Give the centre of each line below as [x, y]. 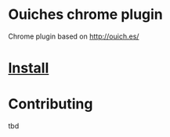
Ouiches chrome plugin [85, 15]
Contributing [51, 104]
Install [29, 68]
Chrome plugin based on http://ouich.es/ [74, 36]
